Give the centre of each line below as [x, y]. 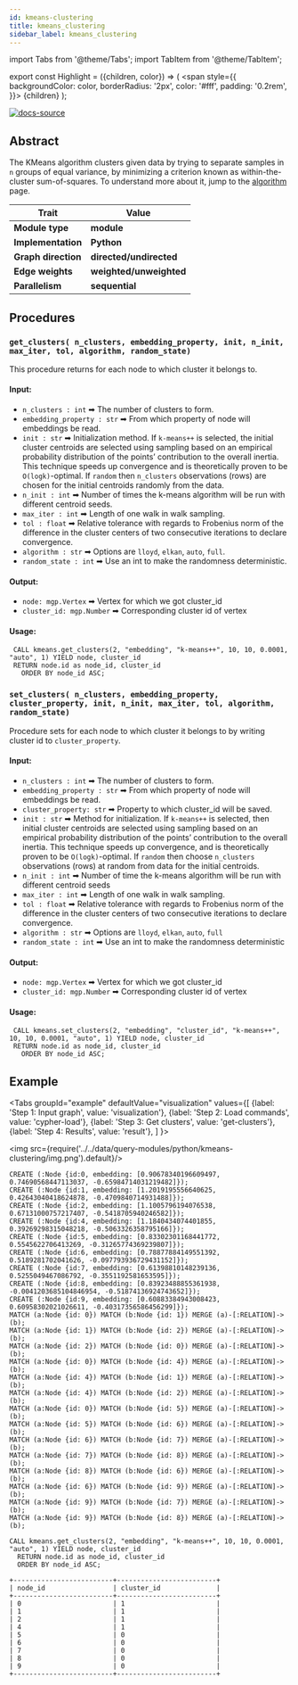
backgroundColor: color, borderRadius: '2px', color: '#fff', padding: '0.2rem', [148, 87]
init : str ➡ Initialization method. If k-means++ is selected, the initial [148, 438]
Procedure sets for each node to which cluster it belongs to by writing [137, 731]
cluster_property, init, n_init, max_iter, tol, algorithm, [142, 704]
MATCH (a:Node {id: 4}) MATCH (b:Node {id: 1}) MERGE [111, 1378]
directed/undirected [134, 257]
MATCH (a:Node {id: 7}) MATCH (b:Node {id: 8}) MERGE [111, 1456]
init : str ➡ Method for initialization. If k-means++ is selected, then [145, 818]
